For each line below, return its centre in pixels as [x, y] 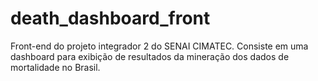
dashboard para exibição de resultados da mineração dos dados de [150, 56]
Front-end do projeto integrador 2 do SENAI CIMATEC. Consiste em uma [159, 46]
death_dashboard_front [110, 18]
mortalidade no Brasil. [55, 67]
